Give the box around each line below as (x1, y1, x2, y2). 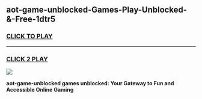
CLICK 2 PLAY (6, 55, 48, 63)
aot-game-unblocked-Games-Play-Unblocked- (6, 5, 188, 15)
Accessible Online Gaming (6, 86, 74, 93)
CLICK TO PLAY (6, 32, 53, 41)
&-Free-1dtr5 (6, 14, 56, 25)
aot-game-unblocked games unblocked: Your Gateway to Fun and (6, 79, 174, 86)
